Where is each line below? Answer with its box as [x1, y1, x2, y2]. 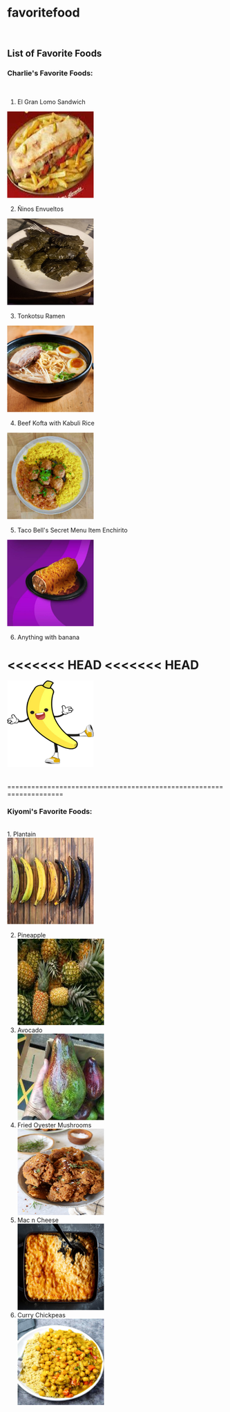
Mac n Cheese [17, 1216, 59, 1224]
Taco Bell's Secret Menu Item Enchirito [17, 526, 128, 534]
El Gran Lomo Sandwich [17, 97, 86, 106]
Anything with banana [17, 633, 80, 641]
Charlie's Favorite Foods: [7, 68, 93, 78]
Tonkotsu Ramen [17, 312, 66, 320]
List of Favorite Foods [7, 48, 102, 59]
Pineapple [17, 931, 46, 939]
